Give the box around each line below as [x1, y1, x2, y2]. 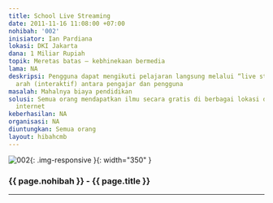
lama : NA [8, 65, 38, 73]
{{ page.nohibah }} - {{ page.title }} [8, 175, 150, 187]
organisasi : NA [8, 118, 60, 126]
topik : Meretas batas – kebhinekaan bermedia [8, 58, 165, 66]
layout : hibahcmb [8, 132, 67, 140]
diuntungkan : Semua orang [8, 125, 96, 133]
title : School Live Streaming [8, 11, 111, 20]
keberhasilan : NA [8, 110, 67, 119]
